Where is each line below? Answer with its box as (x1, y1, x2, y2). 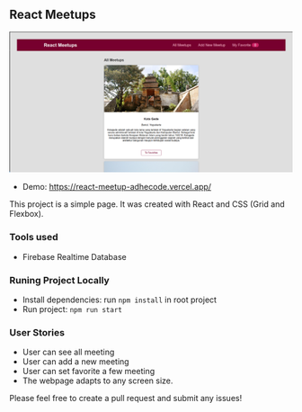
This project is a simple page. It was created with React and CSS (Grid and (9, 199, 285, 210)
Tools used (9, 231, 58, 244)
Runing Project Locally (9, 273, 110, 286)
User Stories (9, 326, 66, 338)
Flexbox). (9, 209, 44, 219)
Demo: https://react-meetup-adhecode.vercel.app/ (22, 182, 212, 193)
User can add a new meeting (22, 356, 129, 367)
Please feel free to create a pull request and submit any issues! (9, 393, 243, 404)
